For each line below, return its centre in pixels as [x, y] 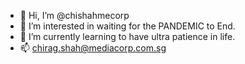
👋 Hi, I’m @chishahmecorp [74, 15]
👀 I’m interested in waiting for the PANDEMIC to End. [127, 26]
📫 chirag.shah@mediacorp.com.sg [93, 48]
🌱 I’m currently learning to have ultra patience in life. [127, 36]
